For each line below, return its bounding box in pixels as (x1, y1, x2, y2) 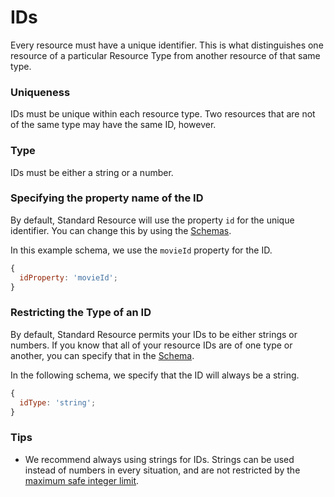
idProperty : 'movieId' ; (19, 272, 118, 283)
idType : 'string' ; (19, 397, 97, 408)
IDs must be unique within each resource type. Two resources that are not (10, 108, 316, 120)
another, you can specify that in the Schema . (10, 349, 195, 361)
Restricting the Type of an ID (10, 306, 152, 320)
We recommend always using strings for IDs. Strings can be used (24, 453, 295, 465)
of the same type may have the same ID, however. (10, 119, 217, 131)
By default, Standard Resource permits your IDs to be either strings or (10, 328, 298, 340)
